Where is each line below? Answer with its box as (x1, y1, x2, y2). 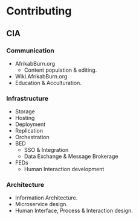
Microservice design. (15, 201, 68, 208)
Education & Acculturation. (15, 79, 82, 86)
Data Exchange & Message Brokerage (24, 152, 118, 160)
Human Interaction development (24, 166, 105, 173)
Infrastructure (6, 94, 49, 102)
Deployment (15, 121, 46, 128)
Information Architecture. (15, 194, 78, 201)
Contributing (6, 4, 72, 18)
